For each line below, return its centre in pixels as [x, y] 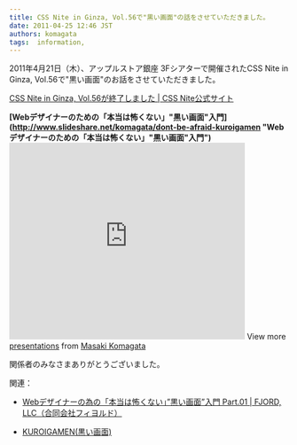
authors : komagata [43, 34]
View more [266, 337]
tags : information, [47, 42]
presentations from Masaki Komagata [78, 346]
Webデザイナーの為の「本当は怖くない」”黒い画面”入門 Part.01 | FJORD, [152, 402]
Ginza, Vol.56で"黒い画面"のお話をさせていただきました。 [115, 80]
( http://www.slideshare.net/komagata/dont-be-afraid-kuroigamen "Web [147, 127]
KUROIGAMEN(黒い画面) [67, 432]
